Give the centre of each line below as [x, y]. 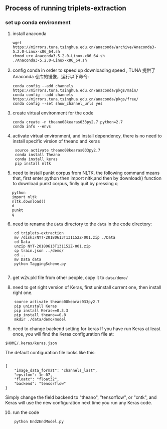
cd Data [22, 242]
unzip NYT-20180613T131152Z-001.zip [53, 246]
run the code [26, 412]
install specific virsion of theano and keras [56, 141]
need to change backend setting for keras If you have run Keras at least [86, 329]
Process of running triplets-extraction [66, 8]
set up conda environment [38, 23]
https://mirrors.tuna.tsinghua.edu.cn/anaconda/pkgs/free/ [75, 99]
